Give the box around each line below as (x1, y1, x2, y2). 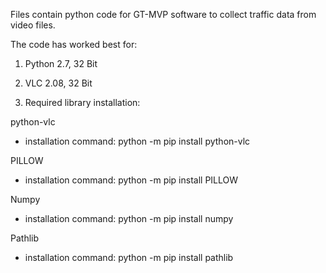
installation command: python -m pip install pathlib (24, 252, 234, 263)
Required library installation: (24, 97, 141, 108)
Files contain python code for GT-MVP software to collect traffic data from (10, 9, 317, 20)
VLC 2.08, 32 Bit (24, 77, 93, 89)
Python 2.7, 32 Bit (24, 58, 98, 69)
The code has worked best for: (10, 39, 138, 50)
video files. (10, 19, 56, 31)
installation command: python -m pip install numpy (24, 213, 234, 224)
